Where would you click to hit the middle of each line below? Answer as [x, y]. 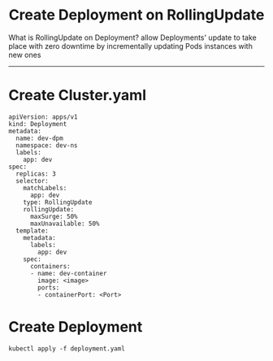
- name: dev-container [68, 273]
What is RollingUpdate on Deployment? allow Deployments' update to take [133, 37]
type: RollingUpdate [58, 202]
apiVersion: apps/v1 [43, 117]
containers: [50, 266]
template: [32, 231]
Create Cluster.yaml [77, 96]
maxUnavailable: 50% [65, 224]
